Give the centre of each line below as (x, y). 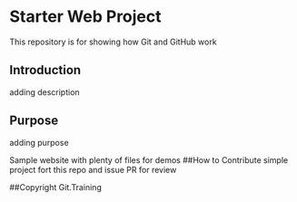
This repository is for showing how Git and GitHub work (113, 42)
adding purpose (40, 142)
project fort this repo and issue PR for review (93, 169)
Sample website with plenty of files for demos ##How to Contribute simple (149, 159)
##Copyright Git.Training (55, 187)
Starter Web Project (85, 17)
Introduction (45, 70)
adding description (45, 91)
